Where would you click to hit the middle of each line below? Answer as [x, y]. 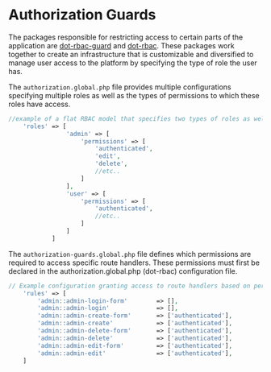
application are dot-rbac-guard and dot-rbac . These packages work [122, 45]
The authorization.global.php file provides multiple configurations [120, 87]
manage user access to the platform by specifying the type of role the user [133, 63]
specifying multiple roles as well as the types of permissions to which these [134, 95]
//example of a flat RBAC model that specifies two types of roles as [129, 118]
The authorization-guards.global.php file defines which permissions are [130, 254]
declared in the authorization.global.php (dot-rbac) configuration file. [123, 271]
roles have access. [40, 104]
